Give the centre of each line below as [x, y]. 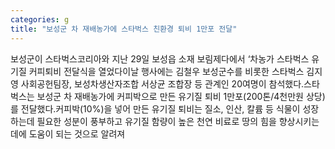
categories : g [40, 19]
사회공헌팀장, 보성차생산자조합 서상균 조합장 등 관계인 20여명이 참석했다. [162, 83]
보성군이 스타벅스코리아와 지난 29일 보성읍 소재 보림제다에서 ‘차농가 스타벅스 [160, 58]
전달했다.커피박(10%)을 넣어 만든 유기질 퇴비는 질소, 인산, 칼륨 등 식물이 [160, 108]
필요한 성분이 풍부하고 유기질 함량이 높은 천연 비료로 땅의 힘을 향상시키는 [178, 121]
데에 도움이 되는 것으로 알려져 [68, 133]
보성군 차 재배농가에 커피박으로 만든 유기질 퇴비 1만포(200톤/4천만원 [170, 96]
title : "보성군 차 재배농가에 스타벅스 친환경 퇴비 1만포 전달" [124, 29]
